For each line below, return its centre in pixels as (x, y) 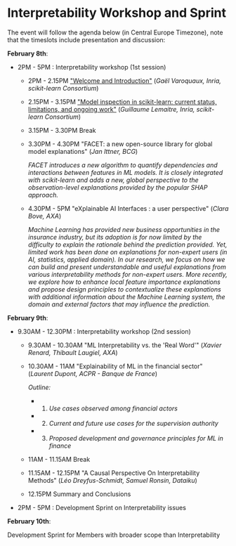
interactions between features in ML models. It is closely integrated (125, 172)
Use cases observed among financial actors (113, 408)
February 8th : (28, 53)
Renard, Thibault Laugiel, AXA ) (73, 352)
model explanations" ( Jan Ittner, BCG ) (83, 151)
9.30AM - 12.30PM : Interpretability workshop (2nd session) (104, 331)
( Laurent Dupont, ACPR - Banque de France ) (93, 373)
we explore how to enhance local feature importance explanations (124, 282)
